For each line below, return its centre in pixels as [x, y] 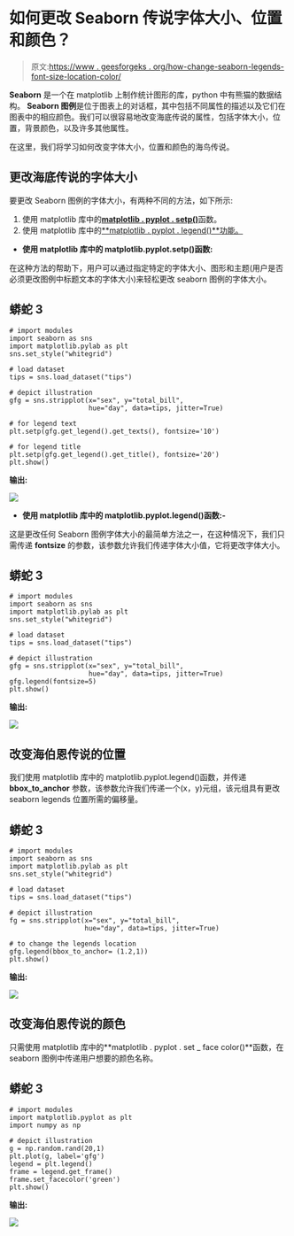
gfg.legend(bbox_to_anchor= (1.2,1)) [79, 952]
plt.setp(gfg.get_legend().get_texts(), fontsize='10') [114, 431]
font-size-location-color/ [76, 76]
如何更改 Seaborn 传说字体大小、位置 [146, 18]
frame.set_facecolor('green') [65, 1179]
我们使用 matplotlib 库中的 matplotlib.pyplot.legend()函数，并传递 [128, 777]
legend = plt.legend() [51, 1164]
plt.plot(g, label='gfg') [57, 1156]
